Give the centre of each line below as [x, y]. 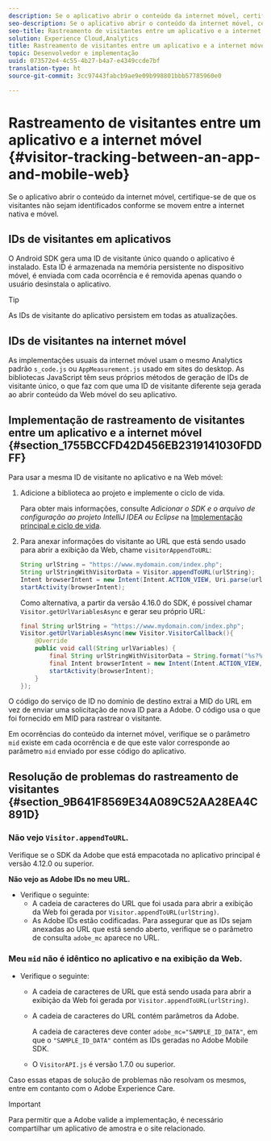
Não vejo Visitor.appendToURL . [69, 838]
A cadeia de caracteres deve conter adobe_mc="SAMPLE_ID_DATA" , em [145, 1032]
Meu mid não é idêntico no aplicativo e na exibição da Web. [125, 959]
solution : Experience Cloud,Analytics [73, 38]
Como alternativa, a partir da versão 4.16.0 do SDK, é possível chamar [136, 603]
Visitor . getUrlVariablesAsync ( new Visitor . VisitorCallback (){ [127, 633]
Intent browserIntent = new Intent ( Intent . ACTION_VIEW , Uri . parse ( [136, 579]
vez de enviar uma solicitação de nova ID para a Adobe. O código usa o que [134, 710]
